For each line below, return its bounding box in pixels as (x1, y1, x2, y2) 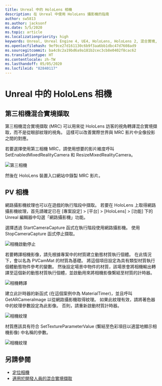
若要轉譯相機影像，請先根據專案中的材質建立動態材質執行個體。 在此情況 (5, 251, 152, 257)
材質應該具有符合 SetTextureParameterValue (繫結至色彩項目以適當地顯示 (5, 323, 153, 329)
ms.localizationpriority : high (5, 35, 69, 39)
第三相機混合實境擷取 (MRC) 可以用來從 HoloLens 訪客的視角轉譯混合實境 (5, 123, 153, 129)
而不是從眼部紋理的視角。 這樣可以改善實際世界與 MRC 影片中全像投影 (13, 130, 155, 135)
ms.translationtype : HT (5, 52, 54, 58)
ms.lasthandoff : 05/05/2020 (5, 61, 62, 66)
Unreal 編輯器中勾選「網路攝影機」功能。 (5, 214, 88, 220)
